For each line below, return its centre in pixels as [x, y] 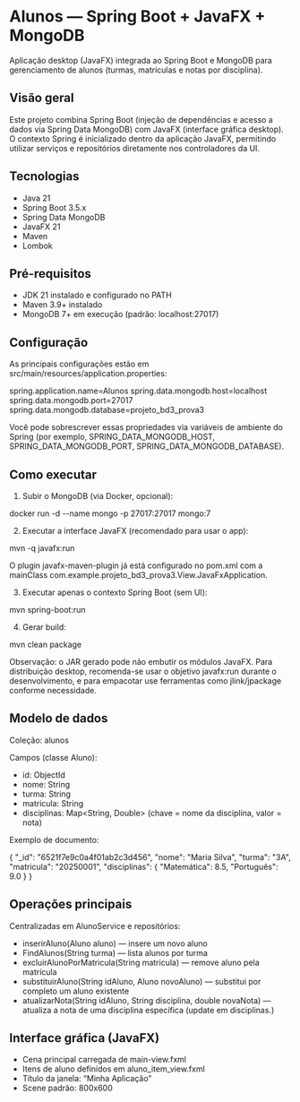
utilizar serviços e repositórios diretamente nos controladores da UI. [135, 148]
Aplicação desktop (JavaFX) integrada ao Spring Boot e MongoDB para [141, 60]
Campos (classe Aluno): [53, 757]
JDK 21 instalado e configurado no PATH [97, 295]
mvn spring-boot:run [47, 610]
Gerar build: [44, 627]
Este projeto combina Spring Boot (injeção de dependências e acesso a [141, 119]
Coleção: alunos [39, 740]
